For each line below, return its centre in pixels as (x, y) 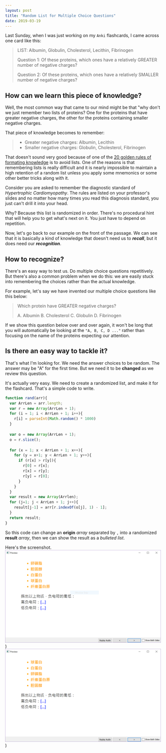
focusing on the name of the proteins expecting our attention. (68, 335)
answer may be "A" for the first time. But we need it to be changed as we (80, 368)
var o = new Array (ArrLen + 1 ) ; (43, 434)
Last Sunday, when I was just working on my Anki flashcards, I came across (82, 36)
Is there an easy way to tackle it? (56, 351)
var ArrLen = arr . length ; (36, 403)
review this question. (26, 374)
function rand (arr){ (26, 398)
